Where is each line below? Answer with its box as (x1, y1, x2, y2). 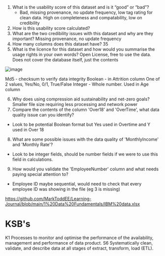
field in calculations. (12, 156, 53, 162)
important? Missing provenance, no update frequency (12, 36, 122, 42)
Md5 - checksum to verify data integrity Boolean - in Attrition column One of (5, 76, 160, 82)
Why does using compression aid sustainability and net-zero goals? (12, 96, 150, 102)
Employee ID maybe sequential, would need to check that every (12, 181, 142, 187)
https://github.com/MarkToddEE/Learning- (5, 196, 92, 202)
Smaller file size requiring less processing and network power (12, 102, 138, 107)
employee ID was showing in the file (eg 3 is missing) (12, 186, 121, 192)
